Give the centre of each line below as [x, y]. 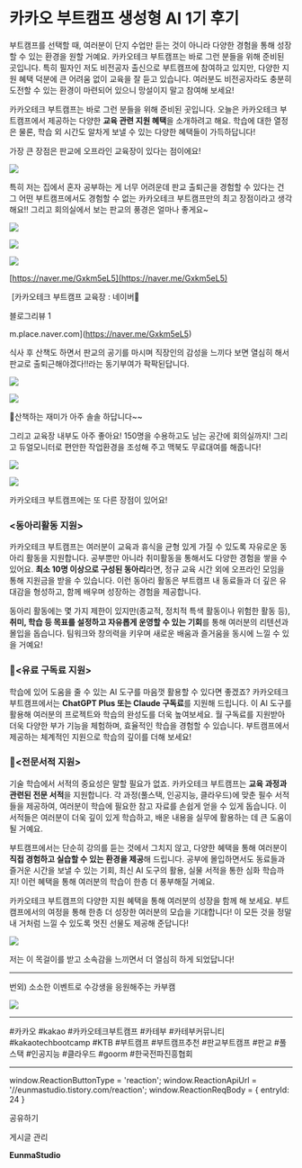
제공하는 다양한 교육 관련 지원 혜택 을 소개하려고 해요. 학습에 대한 [160, 120]
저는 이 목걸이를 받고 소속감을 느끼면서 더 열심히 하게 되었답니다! [122, 959]
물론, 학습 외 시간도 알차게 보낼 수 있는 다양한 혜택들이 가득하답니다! [137, 131]
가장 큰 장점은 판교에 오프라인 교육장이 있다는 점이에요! [105, 150]
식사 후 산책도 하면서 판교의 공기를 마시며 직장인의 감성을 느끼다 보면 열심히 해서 [150, 352]
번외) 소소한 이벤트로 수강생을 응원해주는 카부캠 [93, 986]
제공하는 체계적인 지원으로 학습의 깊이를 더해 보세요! [100, 737]
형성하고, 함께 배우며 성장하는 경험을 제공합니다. [117, 592]
